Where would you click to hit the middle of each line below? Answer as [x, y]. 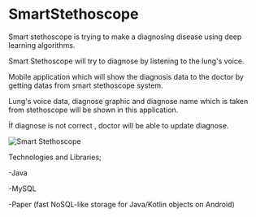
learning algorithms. [42, 45]
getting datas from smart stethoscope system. [86, 85]
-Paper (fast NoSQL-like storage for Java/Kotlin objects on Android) [122, 204]
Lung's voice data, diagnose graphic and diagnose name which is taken [128, 101]
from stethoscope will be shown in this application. [93, 110]
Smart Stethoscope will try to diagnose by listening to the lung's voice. [126, 61]
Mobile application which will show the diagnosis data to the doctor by [126, 76]
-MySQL [22, 189]
